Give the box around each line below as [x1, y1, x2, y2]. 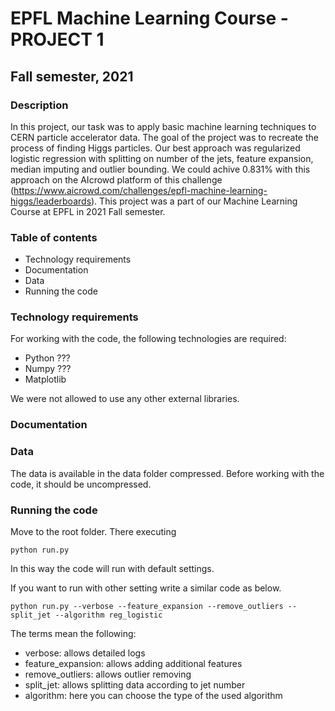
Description [10, 98, 69, 112]
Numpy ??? [24, 363, 72, 375]
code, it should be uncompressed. [10, 478, 152, 490]
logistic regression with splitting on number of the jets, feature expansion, [10, 152, 314, 164]
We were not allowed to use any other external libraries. [10, 393, 240, 405]
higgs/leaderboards [10, 195, 92, 207]
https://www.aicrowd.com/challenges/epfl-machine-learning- [13, 184, 268, 196]
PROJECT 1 [10, 28, 105, 51]
